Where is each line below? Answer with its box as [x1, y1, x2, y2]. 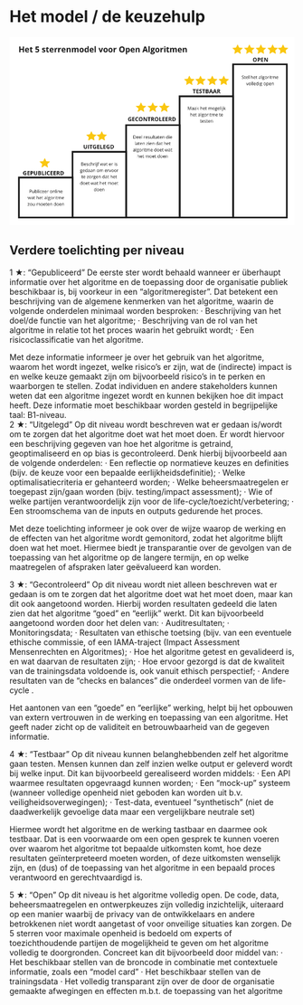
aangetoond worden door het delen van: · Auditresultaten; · [9, 617, 230, 628]
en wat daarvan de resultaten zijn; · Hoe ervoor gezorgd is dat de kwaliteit [9, 656, 285, 667]
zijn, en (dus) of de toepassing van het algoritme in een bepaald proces [9, 862, 276, 873]
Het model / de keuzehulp [9, 6, 206, 27]
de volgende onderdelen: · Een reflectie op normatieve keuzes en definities [9, 457, 289, 468]
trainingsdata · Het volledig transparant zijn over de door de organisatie [9, 975, 275, 987]
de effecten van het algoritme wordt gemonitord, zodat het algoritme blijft [9, 532, 283, 544]
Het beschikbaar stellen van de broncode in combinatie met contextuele [9, 956, 279, 967]
